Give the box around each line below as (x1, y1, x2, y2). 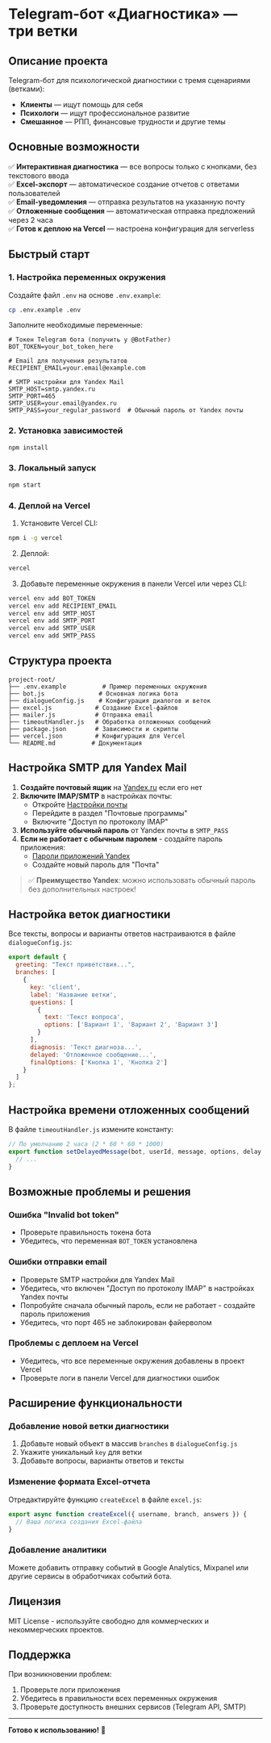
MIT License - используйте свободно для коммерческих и (8, 1616, 210, 1626)
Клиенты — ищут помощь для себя (19, 100, 144, 109)
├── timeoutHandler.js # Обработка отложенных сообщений (8, 717, 211, 726)
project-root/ (8, 675, 56, 683)
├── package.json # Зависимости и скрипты (8, 725, 179, 733)
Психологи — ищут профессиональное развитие (19, 108, 190, 118)
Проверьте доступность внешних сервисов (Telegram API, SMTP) (19, 1702, 247, 1712)
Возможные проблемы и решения (8, 1185, 191, 1198)
